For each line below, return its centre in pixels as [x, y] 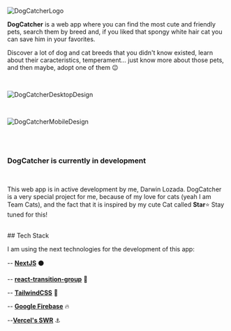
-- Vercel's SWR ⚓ [34, 321]
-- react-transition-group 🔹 [47, 279]
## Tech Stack [28, 236]
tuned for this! [27, 215]
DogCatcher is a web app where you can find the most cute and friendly [112, 24]
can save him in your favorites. [51, 39]
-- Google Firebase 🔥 [38, 307]
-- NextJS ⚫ [26, 263]
